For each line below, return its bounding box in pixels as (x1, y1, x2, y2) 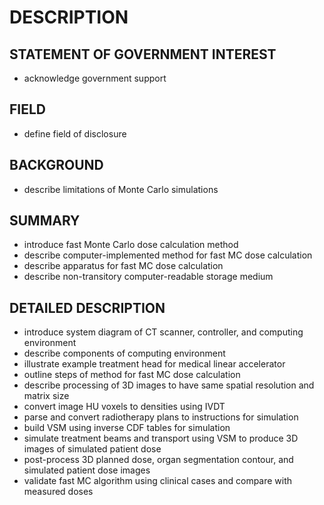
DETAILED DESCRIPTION (9, 299, 166, 316)
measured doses (23, 486, 94, 498)
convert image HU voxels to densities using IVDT (23, 401, 226, 413)
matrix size (23, 390, 70, 402)
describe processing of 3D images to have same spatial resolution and (23, 379, 315, 391)
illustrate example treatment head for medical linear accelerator (23, 358, 286, 370)
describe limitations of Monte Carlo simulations (23, 183, 219, 195)
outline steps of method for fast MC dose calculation (23, 369, 241, 381)
